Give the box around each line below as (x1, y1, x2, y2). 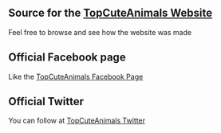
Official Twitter (8, 95, 85, 108)
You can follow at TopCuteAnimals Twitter (8, 115, 146, 126)
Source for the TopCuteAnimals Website (8, 6, 213, 20)
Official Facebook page (8, 51, 126, 65)
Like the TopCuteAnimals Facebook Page (8, 72, 144, 81)
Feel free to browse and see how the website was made (8, 27, 192, 37)
